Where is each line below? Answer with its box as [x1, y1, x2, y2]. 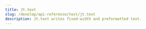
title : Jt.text [5, 7, 36, 12]
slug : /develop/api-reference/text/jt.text [5, 12, 96, 17]
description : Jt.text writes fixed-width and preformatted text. [5, 16, 142, 21]
